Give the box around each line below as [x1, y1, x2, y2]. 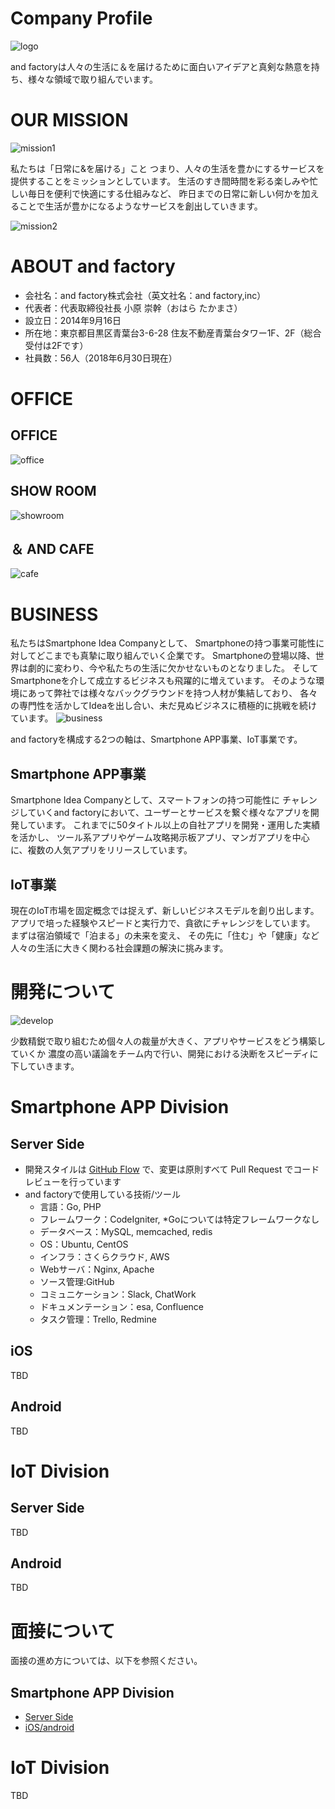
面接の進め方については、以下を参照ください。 [10, 1655, 203, 1667]
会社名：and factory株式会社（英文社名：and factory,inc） [24, 289, 267, 301]
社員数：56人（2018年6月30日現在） [24, 352, 178, 364]
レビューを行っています [24, 1175, 122, 1187]
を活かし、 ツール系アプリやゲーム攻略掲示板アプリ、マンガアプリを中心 [10, 832, 310, 844]
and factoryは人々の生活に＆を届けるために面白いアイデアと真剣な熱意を [10, 60, 312, 72]
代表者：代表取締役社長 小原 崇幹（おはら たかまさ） [24, 302, 243, 314]
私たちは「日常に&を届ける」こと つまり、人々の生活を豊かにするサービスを [10, 162, 325, 174]
